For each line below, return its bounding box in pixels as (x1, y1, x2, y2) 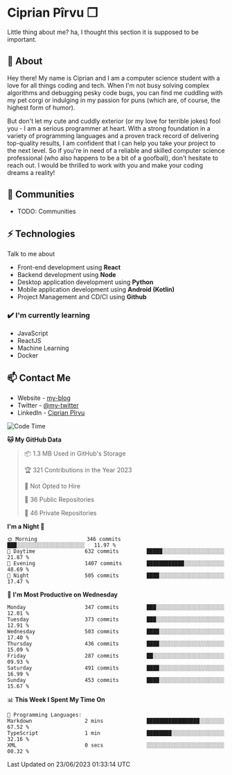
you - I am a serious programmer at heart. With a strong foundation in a (7, 124, 211, 133)
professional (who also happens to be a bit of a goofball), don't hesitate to (7, 153, 219, 162)
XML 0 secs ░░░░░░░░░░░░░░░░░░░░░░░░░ (7, 742, 225, 749)
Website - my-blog (17, 394, 71, 402)
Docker (17, 351, 39, 359)
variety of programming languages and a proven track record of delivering (7, 131, 220, 140)
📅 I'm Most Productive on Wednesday (7, 590, 118, 599)
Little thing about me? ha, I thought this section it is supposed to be (7, 28, 199, 36)
